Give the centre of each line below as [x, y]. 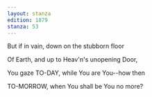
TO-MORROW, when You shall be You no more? [75, 87]
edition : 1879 [28, 20]
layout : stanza [29, 14]
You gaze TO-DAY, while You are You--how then [76, 73]
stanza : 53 [23, 26]
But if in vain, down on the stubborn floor [66, 46]
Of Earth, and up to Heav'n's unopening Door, [73, 60]
